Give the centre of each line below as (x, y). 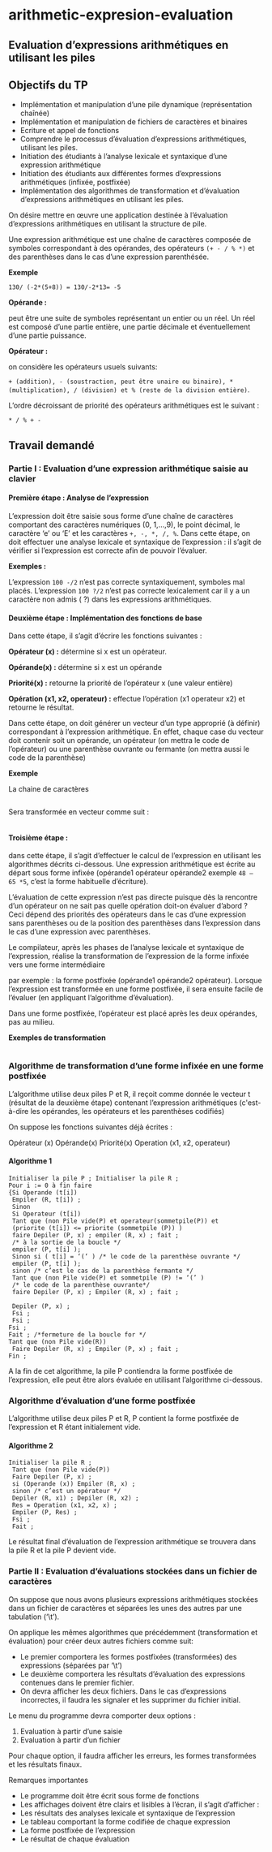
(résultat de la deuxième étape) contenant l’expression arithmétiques (123, 1103)
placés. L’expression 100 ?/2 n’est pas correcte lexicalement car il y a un (130, 590)
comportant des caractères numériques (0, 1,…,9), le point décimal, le (124, 525)
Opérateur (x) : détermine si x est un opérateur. (88, 652)
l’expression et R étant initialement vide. (74, 1427)
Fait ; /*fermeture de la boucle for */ (78, 1334)
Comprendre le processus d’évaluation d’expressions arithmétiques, (133, 139)
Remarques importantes (49, 1780)
